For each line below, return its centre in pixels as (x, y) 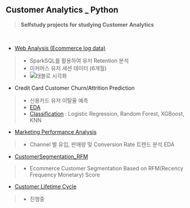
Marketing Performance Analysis (56, 132)
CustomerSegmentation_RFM (51, 156)
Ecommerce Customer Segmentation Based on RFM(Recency (106, 168)
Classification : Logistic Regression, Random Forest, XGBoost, (107, 113)
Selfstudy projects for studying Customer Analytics (87, 24)
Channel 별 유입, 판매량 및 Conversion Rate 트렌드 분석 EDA (102, 144)
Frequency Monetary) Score (65, 175)
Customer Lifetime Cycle (46, 186)
